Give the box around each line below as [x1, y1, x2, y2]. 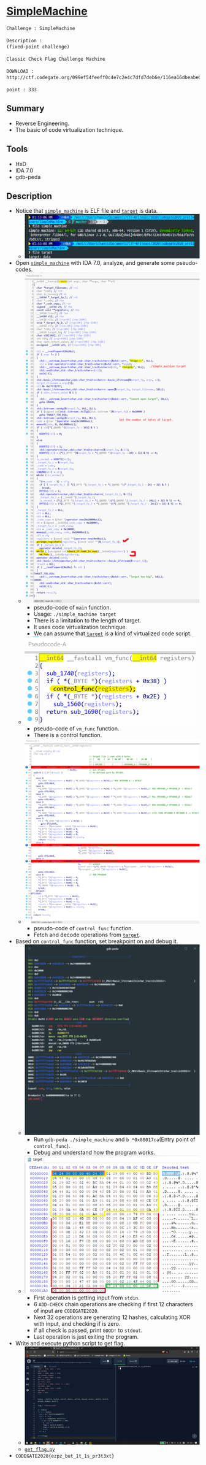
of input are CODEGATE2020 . [33, 1307, 99, 1314]
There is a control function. [33, 732, 102, 739]
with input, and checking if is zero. [33, 1320, 121, 1327]
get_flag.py [24, 1447, 55, 1453]
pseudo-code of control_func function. [33, 925, 134, 932]
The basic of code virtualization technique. [15, 126, 124, 133]
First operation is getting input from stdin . [33, 1294, 140, 1301]
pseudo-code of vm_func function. [33, 725, 120, 732]
